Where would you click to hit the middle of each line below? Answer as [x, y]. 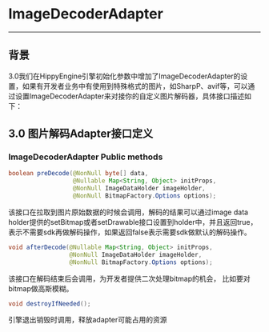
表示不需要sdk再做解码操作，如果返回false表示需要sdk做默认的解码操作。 [130, 232]
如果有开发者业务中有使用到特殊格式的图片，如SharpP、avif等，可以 [135, 86]
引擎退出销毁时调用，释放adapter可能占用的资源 [88, 320]
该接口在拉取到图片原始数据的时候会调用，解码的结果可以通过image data [128, 212]
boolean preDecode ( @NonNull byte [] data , [78, 174]
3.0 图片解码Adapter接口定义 [81, 134]
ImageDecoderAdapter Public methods [86, 157]
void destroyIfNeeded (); [50, 304]
